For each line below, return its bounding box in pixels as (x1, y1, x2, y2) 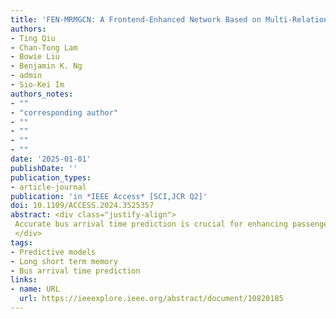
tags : (10, 237, 33, 248)
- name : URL (10, 284, 60, 295)
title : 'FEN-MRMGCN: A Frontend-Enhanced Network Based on (10, 14, 262, 25)
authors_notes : (10, 89, 74, 99)
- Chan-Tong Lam (10, 42, 78, 53)
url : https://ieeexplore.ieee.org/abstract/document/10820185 (19, 294, 284, 304)
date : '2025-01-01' (10, 154, 92, 164)
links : (10, 275, 38, 285)
